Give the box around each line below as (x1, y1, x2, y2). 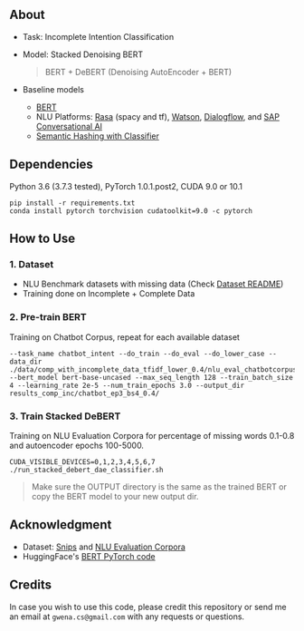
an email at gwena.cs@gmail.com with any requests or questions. (9, 611, 245, 622)
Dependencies (9, 157, 93, 172)
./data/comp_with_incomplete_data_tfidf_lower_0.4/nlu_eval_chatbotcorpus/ (9, 364, 301, 374)
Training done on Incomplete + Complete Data (22, 288, 195, 299)
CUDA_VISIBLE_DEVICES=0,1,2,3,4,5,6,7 (9, 457, 156, 466)
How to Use (9, 231, 76, 247)
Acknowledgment (9, 517, 112, 533)
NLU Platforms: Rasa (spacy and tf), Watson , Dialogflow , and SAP (35, 111, 280, 121)
